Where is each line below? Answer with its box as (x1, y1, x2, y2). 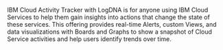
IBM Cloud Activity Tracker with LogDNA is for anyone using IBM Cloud (7, 6, 209, 14)
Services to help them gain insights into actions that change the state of (7, 13, 211, 21)
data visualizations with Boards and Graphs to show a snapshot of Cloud (7, 27, 213, 36)
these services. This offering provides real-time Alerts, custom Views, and (7, 21, 218, 28)
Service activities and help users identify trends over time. (7, 35, 172, 43)
